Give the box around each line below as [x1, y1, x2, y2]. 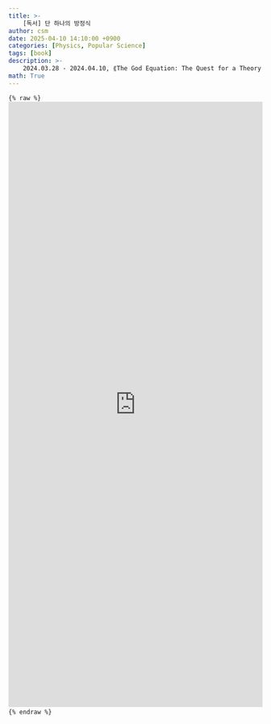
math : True [8, 72, 45, 80]
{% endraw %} [8, 708, 52, 716]
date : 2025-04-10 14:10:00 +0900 [8, 34, 121, 43]
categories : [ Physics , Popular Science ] [8, 42, 147, 50]
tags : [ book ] [8, 49, 52, 57]
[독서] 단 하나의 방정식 [23, 19, 91, 27]
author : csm [8, 27, 48, 35]
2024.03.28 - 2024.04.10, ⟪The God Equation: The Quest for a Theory [23, 65, 262, 73]
